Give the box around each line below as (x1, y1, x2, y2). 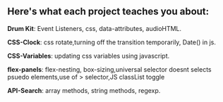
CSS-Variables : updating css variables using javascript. (7, 51, 170, 60)
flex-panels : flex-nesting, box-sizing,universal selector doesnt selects (7, 65, 212, 73)
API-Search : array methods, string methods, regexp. (7, 86, 161, 94)
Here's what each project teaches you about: (7, 6, 210, 18)
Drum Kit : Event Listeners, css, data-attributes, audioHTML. (7, 24, 182, 32)
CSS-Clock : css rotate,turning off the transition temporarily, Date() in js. (7, 38, 217, 46)
